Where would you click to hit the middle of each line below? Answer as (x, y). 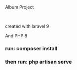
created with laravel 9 (27, 26)
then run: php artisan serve (38, 62)
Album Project (19, 7)
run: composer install (31, 48)
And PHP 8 (16, 36)
